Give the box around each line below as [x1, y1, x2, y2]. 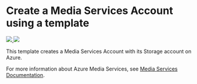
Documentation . [6, 71, 45, 78]
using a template [6, 16, 89, 30]
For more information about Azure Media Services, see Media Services [6, 65, 178, 72]
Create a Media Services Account [6, 4, 173, 17]
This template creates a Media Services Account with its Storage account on [6, 48, 192, 55]
